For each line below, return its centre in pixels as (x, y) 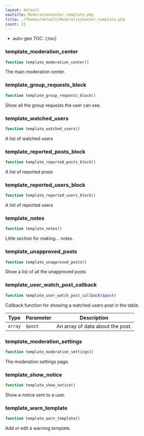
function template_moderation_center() (47, 62)
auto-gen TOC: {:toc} (35, 39)
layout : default (22, 10)
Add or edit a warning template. (38, 428)
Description (94, 317)
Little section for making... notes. (39, 238)
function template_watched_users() (43, 129)
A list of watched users (29, 138)
